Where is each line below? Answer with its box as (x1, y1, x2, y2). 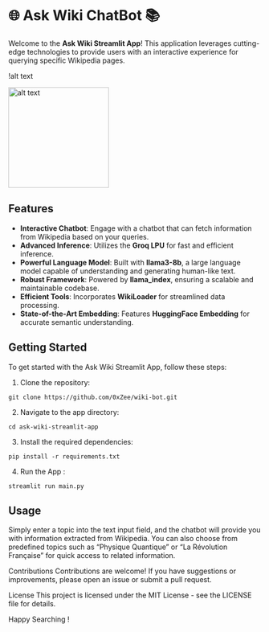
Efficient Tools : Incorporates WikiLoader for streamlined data (19, 291, 226, 302)
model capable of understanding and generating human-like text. (19, 266, 236, 276)
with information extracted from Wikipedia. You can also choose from (8, 534, 238, 544)
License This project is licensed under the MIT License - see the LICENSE (8, 590, 252, 600)
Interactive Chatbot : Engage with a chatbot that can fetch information (19, 223, 252, 233)
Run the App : (19, 466, 66, 476)
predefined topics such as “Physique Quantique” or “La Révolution (8, 542, 228, 552)
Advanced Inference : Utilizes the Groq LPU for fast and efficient (19, 240, 234, 250)
